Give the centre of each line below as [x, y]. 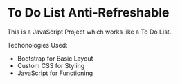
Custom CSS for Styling [51, 65]
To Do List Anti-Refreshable [88, 13]
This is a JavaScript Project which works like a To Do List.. [90, 32]
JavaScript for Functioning [55, 73]
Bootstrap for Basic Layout [55, 58]
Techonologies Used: [37, 45]
